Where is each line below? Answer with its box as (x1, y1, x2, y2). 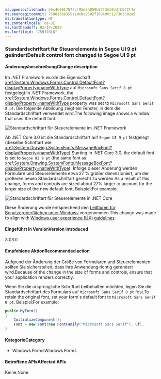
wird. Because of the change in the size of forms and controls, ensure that (5, 269, 152, 275)
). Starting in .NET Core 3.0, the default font (68, 150, 155, 156)
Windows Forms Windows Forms (12, 347, 77, 354)
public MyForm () (5, 308, 38, 313)
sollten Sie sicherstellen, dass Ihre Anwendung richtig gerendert (5, 264, 133, 269)
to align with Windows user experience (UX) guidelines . (5, 215, 116, 221)
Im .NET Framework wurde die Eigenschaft (5, 75, 91, 80)
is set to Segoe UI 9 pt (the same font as (5, 155, 86, 161)
